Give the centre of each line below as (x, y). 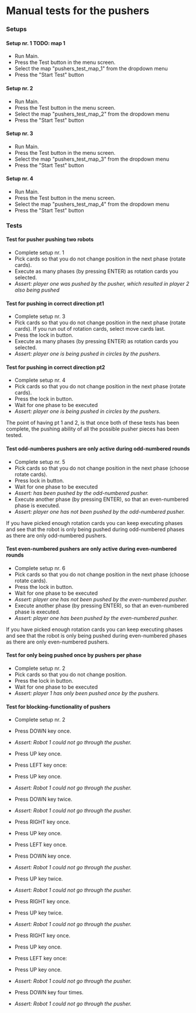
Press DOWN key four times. (49, 992)
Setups (17, 29)
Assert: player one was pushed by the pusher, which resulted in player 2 (102, 284)
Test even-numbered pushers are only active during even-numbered (92, 549)
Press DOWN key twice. (43, 799)
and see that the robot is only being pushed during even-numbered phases (97, 635)
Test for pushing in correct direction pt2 (56, 367)
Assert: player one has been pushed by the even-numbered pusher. (96, 618)
